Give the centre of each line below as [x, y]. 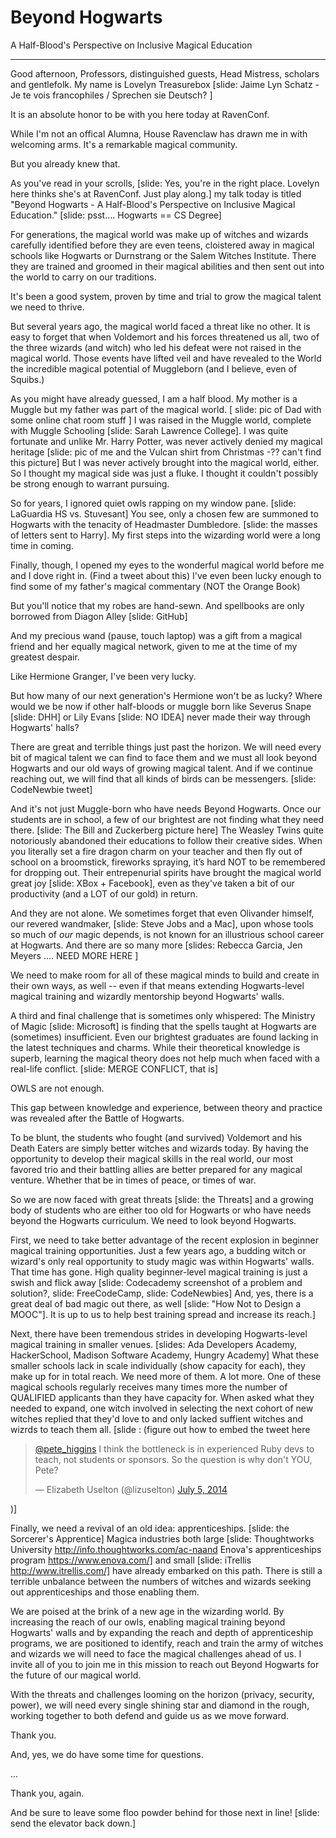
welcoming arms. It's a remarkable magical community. [124, 144]
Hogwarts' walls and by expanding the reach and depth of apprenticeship [162, 1632]
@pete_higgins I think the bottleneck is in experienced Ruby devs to [174, 1448]
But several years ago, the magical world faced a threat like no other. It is [160, 326]
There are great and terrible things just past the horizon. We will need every [166, 747]
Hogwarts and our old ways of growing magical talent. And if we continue [161, 768]
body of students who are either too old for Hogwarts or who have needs [161, 1210]
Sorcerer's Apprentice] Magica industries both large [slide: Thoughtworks [162, 1538]
